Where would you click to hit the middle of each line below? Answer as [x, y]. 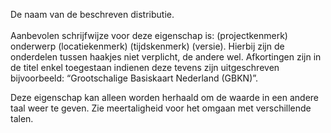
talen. [22, 118]
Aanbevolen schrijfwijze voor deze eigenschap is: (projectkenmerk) [149, 35]
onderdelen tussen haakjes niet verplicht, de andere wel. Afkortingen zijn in [166, 57]
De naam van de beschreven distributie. [92, 14]
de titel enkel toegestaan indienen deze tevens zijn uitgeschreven [145, 67]
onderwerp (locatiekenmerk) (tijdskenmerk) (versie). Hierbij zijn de [147, 46]
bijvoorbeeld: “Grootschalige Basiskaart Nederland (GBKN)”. [134, 78]
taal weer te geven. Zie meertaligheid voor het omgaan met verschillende [161, 108]
